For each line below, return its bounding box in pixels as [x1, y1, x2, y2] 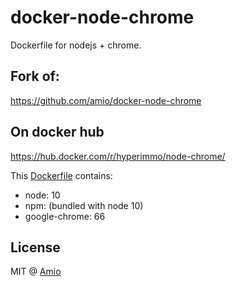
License [10, 239, 61, 256]
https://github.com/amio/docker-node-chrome [10, 94, 202, 106]
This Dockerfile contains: [10, 169, 113, 181]
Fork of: [10, 68, 60, 85]
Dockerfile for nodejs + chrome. [10, 39, 142, 51]
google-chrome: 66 [24, 210, 106, 222]
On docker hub [10, 124, 105, 141]
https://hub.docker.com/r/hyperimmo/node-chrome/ [10, 150, 226, 162]
